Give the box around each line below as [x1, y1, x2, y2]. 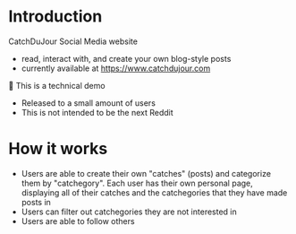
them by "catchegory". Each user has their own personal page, [21, 178, 254, 188]
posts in [21, 196, 51, 207]
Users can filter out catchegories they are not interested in [21, 206, 238, 217]
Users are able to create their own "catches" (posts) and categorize [21, 168, 272, 178]
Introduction [8, 6, 103, 27]
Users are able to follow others [21, 215, 135, 226]
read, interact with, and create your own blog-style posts [21, 53, 232, 64]
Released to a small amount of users [21, 97, 156, 108]
